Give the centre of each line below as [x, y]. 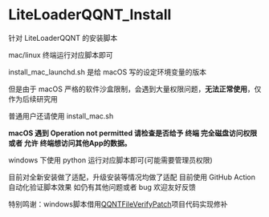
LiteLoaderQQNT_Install [90, 15]
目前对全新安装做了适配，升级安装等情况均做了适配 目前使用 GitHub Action [132, 177]
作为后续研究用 [33, 98]
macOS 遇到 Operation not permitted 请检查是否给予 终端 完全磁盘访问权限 [133, 133]
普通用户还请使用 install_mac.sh [61, 116]
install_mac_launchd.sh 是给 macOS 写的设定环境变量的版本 [108, 72]
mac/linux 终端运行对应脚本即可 [61, 54]
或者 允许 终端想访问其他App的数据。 [70, 143]
